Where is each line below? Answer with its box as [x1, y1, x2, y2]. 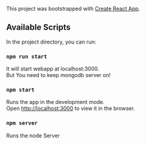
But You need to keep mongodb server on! [6, 72, 111, 79]
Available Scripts [6, 22, 71, 32]
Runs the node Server [6, 131, 60, 139]
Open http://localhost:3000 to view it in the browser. [6, 105, 135, 112]
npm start [6, 87, 35, 93]
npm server [6, 120, 38, 127]
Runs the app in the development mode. [6, 99, 105, 106]
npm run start [6, 53, 47, 60]
